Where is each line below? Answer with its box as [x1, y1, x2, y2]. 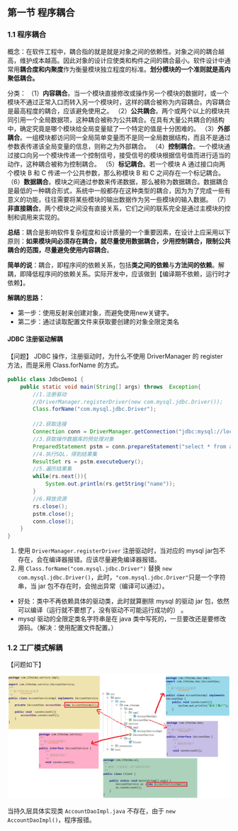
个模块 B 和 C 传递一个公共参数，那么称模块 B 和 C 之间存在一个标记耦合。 [7, 169, 225, 177]
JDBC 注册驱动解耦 [7, 335, 64, 344]
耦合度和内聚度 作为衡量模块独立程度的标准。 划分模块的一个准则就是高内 [20, 64, 231, 73]
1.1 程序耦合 [7, 30, 47, 40]
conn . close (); [33, 518, 74, 525]
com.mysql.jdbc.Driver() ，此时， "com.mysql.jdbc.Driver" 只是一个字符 [17, 573, 227, 582]
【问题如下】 [7, 660, 45, 669]
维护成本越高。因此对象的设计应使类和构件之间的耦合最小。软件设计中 [19, 56, 225, 64]
